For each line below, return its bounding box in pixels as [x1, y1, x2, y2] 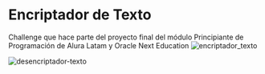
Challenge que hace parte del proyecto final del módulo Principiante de [8, 32, 244, 42]
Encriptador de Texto [8, 6, 152, 24]
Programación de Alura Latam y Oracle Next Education [8, 40, 190, 50]
